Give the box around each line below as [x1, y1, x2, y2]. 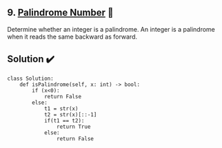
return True [56, 123, 91, 130]
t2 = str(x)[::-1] [43, 111, 97, 118]
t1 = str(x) [43, 105, 79, 112]
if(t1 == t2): [43, 117, 85, 124]
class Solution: [7, 75, 54, 82]
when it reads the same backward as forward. [7, 32, 138, 41]
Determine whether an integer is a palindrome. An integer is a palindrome [7, 25, 216, 33]
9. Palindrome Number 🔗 [7, 7, 114, 19]
